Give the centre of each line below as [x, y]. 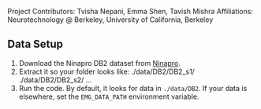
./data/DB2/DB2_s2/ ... [55, 80]
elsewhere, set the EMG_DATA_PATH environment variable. [109, 96]
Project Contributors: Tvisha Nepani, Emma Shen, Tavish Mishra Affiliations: [130, 11]
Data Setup [35, 44]
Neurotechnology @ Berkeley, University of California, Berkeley [110, 20]
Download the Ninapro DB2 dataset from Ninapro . [99, 63]
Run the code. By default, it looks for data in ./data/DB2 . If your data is [133, 88]
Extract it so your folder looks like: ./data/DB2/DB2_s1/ [106, 71]
